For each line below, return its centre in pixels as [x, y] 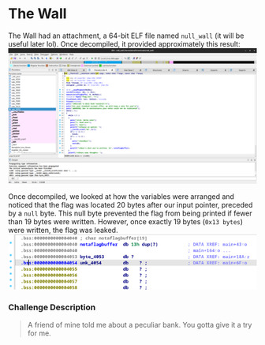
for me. [39, 333]
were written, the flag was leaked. [63, 230]
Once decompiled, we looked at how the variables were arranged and [121, 196]
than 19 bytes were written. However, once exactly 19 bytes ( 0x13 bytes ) [125, 221]
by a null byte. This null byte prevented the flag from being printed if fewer [130, 213]
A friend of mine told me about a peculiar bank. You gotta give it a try [140, 324]
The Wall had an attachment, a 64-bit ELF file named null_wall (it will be [126, 36]
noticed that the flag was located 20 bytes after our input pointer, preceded [131, 204]
